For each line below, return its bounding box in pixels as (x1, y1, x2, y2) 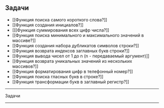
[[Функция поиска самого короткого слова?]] (12, 17, 107, 22)
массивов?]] (12, 63, 39, 69)
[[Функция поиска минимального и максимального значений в (12, 32, 144, 38)
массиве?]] (12, 37, 36, 43)
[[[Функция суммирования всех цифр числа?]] (12, 27, 109, 33)
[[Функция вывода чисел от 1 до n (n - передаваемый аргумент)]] (12, 53, 150, 59)
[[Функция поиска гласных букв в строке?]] (12, 73, 103, 79)
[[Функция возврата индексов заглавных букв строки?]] (12, 48, 130, 54)
